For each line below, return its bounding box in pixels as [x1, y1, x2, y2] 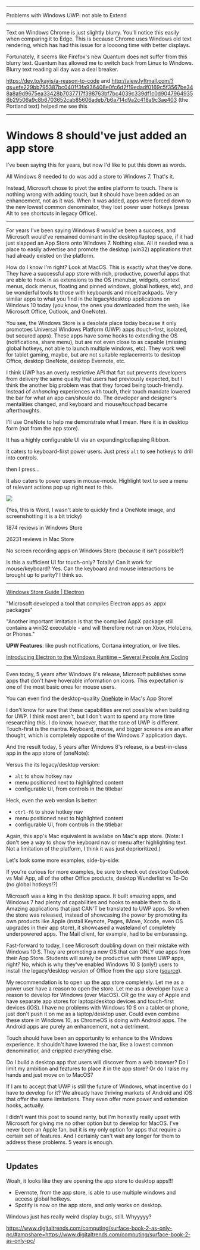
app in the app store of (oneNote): [6, 749, 90, 757]
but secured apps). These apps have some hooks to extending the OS [6, 332, 178, 339]
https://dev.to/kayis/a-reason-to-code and [6, 77, 111, 84]
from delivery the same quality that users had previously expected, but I [6, 375, 183, 382]
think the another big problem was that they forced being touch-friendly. [6, 382, 184, 389]
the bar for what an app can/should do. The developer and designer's [6, 394, 177, 401]
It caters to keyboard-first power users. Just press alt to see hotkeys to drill [6, 448, 193, 455]
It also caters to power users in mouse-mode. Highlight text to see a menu [6, 477, 188, 484]
